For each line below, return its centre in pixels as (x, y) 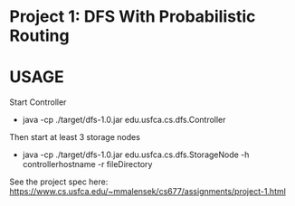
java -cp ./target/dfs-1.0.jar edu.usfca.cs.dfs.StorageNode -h (136, 154)
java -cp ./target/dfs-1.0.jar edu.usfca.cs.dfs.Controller (124, 120)
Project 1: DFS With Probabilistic (133, 17)
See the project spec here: (59, 182)
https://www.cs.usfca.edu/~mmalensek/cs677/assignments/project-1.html (148, 192)
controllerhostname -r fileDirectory (87, 164)
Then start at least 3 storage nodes (75, 137)
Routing (39, 36)
